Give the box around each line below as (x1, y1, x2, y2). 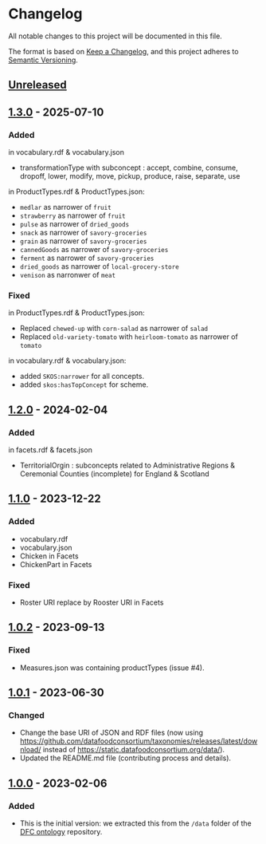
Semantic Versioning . (8, 55, 78, 65)
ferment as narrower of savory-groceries (19, 253, 155, 263)
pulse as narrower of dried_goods (19, 219, 130, 229)
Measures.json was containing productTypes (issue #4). (19, 663, 205, 672)
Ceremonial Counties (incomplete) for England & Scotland (19, 469, 209, 479)
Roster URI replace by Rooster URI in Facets (19, 598, 164, 607)
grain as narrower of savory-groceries (19, 236, 147, 246)
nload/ (19, 745, 41, 755)
